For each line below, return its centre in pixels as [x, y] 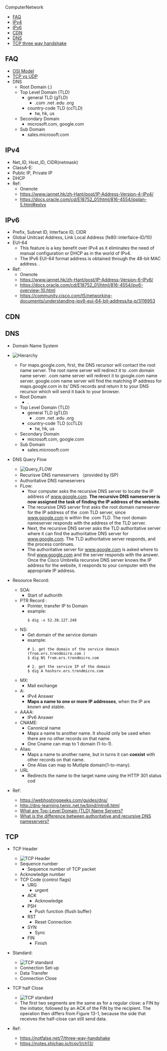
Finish [41, 943]
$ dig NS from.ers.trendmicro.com [63, 658]
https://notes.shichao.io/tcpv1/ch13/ [57, 1044]
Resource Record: [31, 580]
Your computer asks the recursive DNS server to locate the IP [90, 491]
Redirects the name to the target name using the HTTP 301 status [94, 775]
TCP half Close [28, 988]
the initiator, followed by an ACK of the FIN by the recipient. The [85, 1008]
